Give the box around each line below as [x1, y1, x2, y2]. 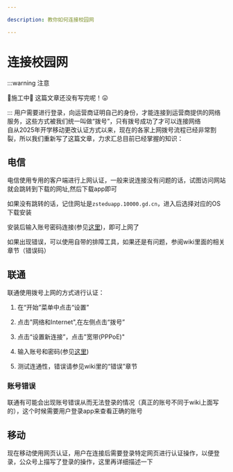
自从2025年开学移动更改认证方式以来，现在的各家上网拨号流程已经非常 [7, 126, 211, 134]
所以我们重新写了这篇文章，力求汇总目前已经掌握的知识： [19, 134, 184, 142]
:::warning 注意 [7, 78, 50, 87]
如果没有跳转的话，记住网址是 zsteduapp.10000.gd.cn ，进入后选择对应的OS [7, 199, 221, 208]
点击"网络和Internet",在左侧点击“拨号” [17, 318, 126, 326]
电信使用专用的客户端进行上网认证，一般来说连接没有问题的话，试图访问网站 [7, 176, 226, 185]
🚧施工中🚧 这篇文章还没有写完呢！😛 [7, 93, 109, 101]
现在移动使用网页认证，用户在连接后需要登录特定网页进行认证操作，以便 [7, 449, 214, 457]
